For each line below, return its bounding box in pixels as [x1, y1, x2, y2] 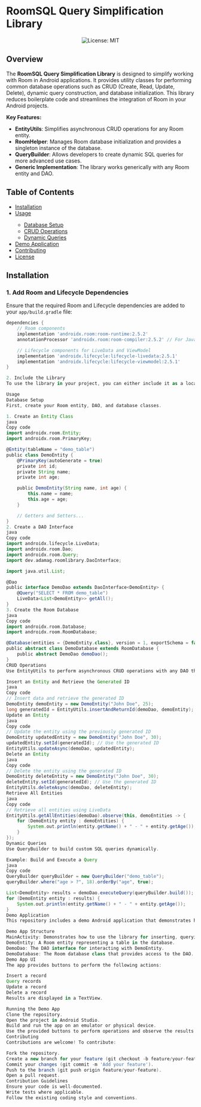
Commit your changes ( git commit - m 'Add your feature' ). [6, 1061, 154, 1067]
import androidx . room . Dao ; [6, 546, 74, 552]
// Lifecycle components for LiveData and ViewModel [17, 347, 151, 353]
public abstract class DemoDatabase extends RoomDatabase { [6, 646, 160, 652]
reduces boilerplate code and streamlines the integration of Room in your [6, 95, 187, 103]
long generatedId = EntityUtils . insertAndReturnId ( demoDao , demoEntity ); [6, 706, 194, 712]
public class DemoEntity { [6, 452, 74, 458]
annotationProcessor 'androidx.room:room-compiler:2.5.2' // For [17, 336, 184, 342]
